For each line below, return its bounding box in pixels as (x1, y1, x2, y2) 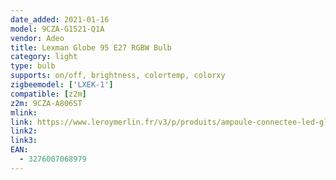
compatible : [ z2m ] (10, 89, 87, 99)
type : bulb (10, 61, 56, 71)
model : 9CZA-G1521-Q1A (10, 24, 105, 34)
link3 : (10, 136, 38, 146)
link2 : (10, 126, 38, 136)
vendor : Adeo (10, 33, 65, 43)
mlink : (10, 107, 38, 118)
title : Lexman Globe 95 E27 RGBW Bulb (10, 42, 172, 53)
